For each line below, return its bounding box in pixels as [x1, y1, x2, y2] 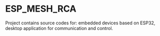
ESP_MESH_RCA [5, 3, 77, 15]
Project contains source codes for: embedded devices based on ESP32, [5, 20, 155, 26]
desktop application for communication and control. [5, 25, 113, 31]
